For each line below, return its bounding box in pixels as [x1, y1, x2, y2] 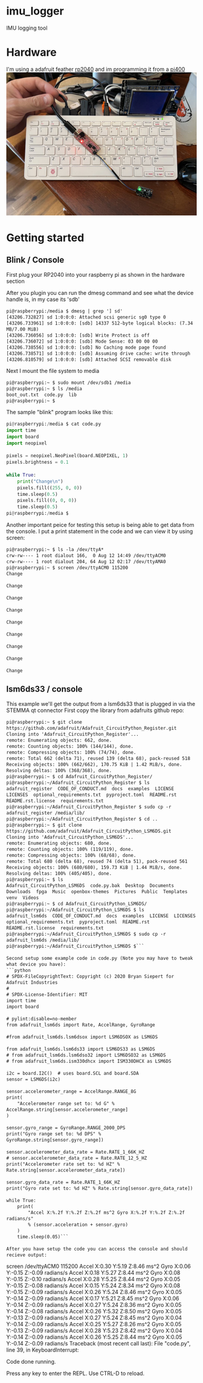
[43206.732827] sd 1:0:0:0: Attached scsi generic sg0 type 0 [6, 314, 166, 320]
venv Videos [6, 894, 39, 900]
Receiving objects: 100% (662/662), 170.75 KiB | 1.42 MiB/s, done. [6, 761, 182, 767]
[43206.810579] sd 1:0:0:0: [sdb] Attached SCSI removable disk [6, 356, 172, 363]
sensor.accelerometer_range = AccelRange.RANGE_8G [6, 1088, 137, 1094]
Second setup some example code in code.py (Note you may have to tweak [6, 955, 193, 961]
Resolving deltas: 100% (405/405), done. [6, 870, 112, 876]
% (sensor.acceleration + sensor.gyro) [28, 1221, 129, 1227]
